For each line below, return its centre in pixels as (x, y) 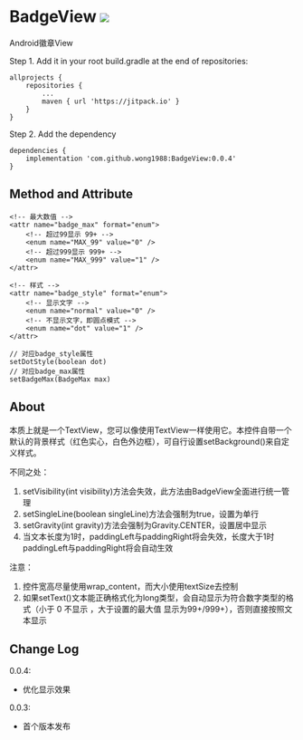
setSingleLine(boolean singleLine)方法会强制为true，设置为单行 (141, 514)
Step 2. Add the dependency (63, 134)
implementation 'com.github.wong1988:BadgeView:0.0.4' (131, 159)
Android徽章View (42, 43)
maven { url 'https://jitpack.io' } (111, 101)
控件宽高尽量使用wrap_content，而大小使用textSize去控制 (130, 586)
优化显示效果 (46, 689)
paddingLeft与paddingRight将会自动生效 (98, 548)
